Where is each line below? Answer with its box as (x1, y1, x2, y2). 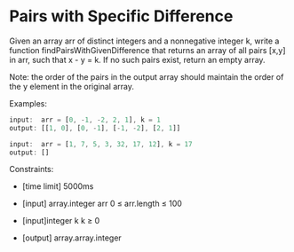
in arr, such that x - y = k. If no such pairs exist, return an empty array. (9, 54, 266, 65)
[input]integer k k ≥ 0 (21, 216, 100, 226)
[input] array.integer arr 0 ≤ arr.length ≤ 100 (21, 198, 182, 209)
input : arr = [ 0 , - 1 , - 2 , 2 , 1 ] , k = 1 (9, 115, 162, 124)
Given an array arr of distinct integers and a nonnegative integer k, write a (9, 35, 280, 46)
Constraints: (9, 164, 54, 175)
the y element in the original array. (9, 81, 135, 91)
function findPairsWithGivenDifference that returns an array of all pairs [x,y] (9, 44, 286, 55)
